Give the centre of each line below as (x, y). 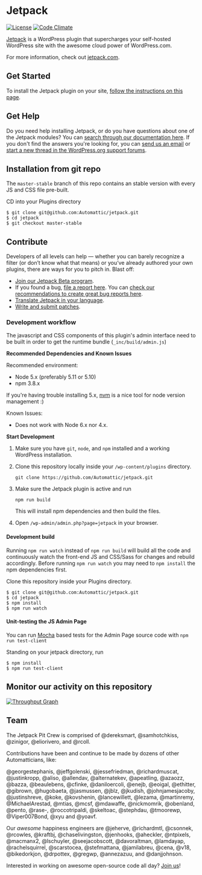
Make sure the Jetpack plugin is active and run (73, 489)
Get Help (23, 116)
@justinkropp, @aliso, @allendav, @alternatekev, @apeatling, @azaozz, (96, 778)
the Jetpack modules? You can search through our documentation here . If (98, 137)
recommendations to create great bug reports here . (79, 294)
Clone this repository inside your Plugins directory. (69, 581)
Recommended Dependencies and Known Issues (69, 354)
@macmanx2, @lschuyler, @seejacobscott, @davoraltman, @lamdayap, (96, 841)
